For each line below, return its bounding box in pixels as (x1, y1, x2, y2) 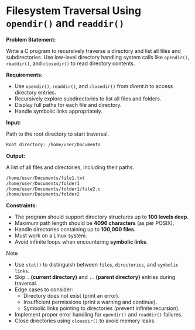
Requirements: (6, 71, 43, 78)
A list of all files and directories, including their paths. (6, 163, 135, 171)
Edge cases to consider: (14, 286, 73, 293)
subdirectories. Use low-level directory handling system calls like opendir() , (6, 53, 190, 60)
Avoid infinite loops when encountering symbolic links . (14, 238, 148, 245)
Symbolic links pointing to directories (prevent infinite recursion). (23, 305, 180, 312)
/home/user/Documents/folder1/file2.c (6, 186, 101, 192)
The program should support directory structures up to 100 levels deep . (14, 213, 189, 221)
